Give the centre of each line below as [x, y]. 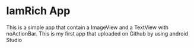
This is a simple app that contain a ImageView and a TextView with [88, 27]
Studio [14, 40]
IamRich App [38, 11]
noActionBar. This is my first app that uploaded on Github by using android [97, 33]
